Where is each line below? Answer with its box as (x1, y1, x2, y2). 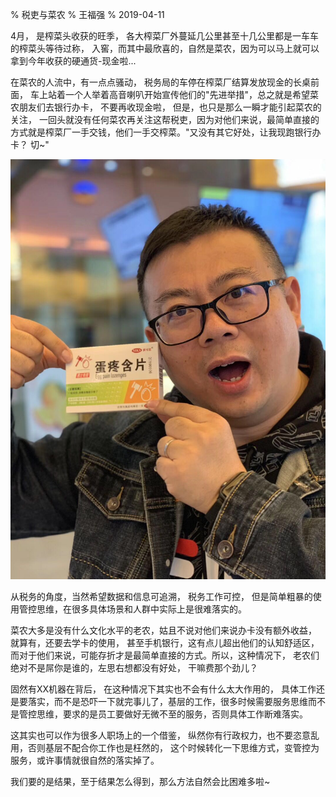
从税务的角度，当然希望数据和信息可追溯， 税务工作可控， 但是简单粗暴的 (10, 591, 313, 602)
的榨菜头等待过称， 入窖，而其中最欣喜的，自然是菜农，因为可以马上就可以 (10, 43, 320, 54)
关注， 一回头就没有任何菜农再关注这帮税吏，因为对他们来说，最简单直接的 (10, 114, 320, 125)
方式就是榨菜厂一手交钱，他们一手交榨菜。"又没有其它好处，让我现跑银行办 (10, 126, 322, 138)
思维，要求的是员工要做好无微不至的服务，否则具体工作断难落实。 (36, 708, 308, 720)
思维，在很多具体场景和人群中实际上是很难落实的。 (36, 603, 247, 615)
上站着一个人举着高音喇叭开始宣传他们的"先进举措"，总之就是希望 (38, 89, 310, 100)
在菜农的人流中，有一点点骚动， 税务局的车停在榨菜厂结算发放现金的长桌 (10, 76, 311, 88)
